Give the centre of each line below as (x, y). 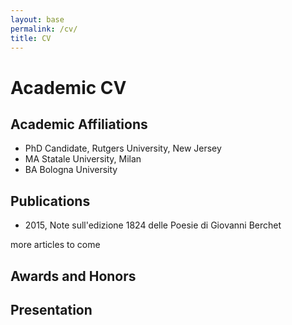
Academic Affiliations (79, 124)
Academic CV (68, 87)
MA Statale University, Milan (83, 159)
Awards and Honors (73, 276)
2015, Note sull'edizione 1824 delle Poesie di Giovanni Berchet (153, 225)
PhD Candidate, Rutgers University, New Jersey (123, 148)
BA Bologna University (71, 170)
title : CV (31, 38)
